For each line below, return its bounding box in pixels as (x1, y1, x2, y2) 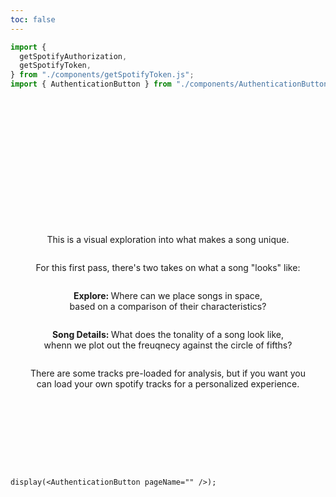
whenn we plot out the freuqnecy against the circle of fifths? (43, 339, 293, 351)
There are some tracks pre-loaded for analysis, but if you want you (29, 367, 306, 379)
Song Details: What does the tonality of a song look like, (51, 329, 285, 340)
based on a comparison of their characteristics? (69, 301, 267, 312)
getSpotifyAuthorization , (19, 51, 128, 61)
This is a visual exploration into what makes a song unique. (46, 234, 290, 245)
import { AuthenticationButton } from (10, 79, 172, 90)
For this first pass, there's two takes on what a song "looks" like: (35, 262, 301, 273)
